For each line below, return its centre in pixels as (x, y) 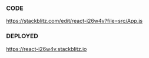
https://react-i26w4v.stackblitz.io (47, 49)
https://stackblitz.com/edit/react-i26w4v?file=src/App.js (74, 21)
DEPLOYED (22, 36)
